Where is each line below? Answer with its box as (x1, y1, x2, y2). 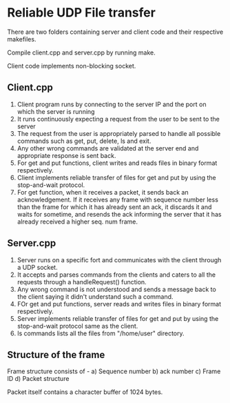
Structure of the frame (7, 348, 105, 360)
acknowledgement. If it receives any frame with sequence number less (17, 195, 219, 204)
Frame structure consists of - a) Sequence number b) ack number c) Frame (7, 367, 221, 375)
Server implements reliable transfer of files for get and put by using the (17, 314, 219, 322)
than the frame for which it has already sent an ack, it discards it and (17, 202, 212, 211)
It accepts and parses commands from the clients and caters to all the (17, 271, 216, 279)
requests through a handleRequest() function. (17, 277, 147, 286)
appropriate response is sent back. (17, 151, 116, 159)
